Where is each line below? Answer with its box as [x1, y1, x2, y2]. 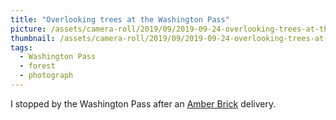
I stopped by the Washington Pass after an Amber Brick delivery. [10, 97, 277, 110]
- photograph [19, 71, 74, 81]
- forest [19, 61, 56, 71]
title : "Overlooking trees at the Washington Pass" [10, 14, 230, 25]
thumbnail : [10, 33, 56, 43]
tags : [10, 42, 33, 53]
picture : [10, 24, 47, 34]
